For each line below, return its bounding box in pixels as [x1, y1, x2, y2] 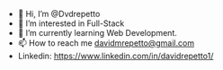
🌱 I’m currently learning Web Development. [17, 28, 177, 38]
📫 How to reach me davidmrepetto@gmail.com [17, 38, 195, 48]
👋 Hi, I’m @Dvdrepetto [17, 9, 101, 19]
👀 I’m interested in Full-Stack [17, 18, 125, 29]
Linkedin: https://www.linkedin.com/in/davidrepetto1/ [17, 50, 214, 61]
